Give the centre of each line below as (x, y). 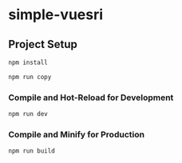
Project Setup (43, 44)
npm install (28, 62)
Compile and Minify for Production (77, 134)
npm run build (32, 151)
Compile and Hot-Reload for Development (91, 97)
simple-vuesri (56, 15)
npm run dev (28, 114)
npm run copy (30, 77)
